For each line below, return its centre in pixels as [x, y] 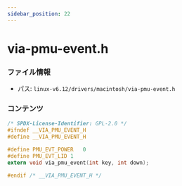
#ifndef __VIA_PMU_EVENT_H [47, 130]
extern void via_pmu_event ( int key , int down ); [78, 163]
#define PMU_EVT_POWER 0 [47, 150]
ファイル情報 [29, 72]
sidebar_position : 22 [39, 14]
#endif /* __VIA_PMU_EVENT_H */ [54, 175]
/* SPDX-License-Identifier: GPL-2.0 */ [67, 124]
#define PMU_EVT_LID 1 [40, 156]
